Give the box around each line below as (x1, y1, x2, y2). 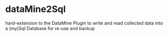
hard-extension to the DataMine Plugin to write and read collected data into (5, 20, 163, 26)
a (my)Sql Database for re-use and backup (5, 25, 95, 31)
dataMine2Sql (5, 3, 66, 15)
